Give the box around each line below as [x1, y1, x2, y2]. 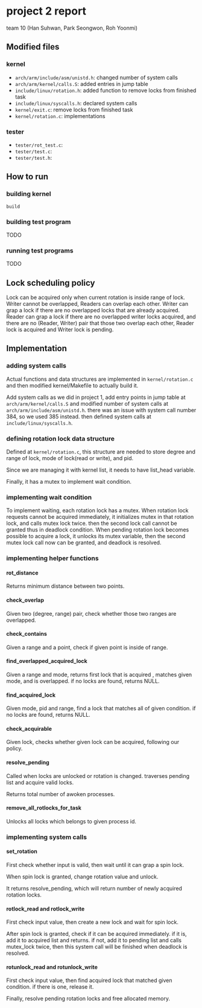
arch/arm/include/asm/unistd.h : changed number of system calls [14, 74, 178, 81]
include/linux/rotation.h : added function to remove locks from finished [14, 87, 197, 94]
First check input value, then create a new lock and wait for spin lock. [6, 918, 179, 926]
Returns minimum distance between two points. [6, 582, 125, 590]
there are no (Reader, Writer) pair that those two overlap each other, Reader [6, 320, 194, 327]
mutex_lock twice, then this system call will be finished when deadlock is [6, 943, 188, 950]
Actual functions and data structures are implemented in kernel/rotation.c [6, 375, 194, 383]
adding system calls [6, 361, 66, 370]
